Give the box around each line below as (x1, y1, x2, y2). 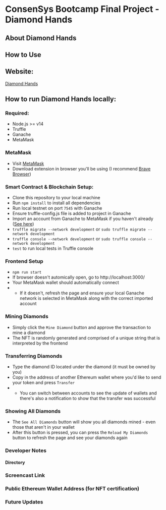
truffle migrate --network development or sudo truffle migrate (12, 227, 146, 232)
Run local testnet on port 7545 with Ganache (12, 205, 103, 211)
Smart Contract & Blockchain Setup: (5, 183, 94, 190)
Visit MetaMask (12, 160, 45, 167)
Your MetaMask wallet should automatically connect (12, 280, 119, 285)
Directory (5, 459, 25, 465)
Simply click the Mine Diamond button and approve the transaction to (12, 324, 151, 330)
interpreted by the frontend (12, 340, 68, 346)
